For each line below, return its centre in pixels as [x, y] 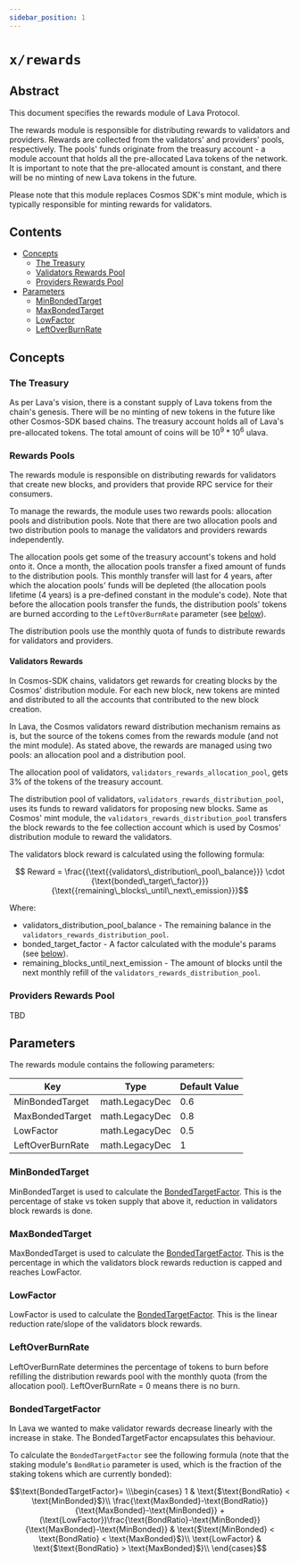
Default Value [209, 1087]
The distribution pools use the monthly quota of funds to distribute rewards [147, 631]
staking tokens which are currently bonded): [91, 1474]
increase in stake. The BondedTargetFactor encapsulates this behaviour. [142, 1437]
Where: [23, 908]
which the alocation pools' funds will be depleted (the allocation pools [138, 586]
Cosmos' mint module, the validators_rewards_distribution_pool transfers [148, 818]
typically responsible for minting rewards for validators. [111, 204]
